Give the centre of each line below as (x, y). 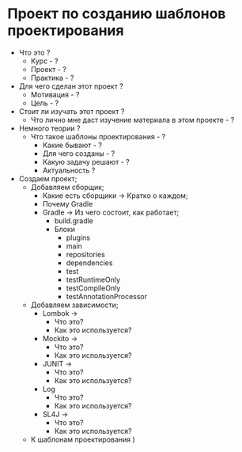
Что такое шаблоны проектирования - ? (98, 136)
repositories (86, 254)
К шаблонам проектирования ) (83, 439)
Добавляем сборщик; (67, 187)
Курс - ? (44, 61)
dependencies (89, 263)
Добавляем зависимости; (74, 305)
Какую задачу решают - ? (86, 161)
